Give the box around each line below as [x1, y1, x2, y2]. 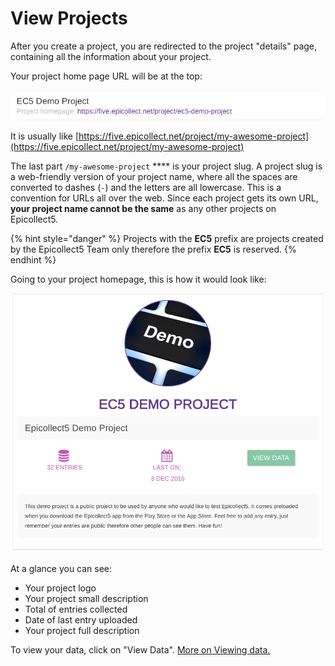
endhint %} [10, 253, 57, 266]
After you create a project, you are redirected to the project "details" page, [10, 40, 318, 52]
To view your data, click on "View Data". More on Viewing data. [10, 644, 271, 656]
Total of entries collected [24, 603, 128, 616]
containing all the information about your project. [10, 50, 212, 62]
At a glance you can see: [10, 563, 113, 575]
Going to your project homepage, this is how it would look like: [10, 273, 267, 285]
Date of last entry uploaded [24, 614, 138, 626]
